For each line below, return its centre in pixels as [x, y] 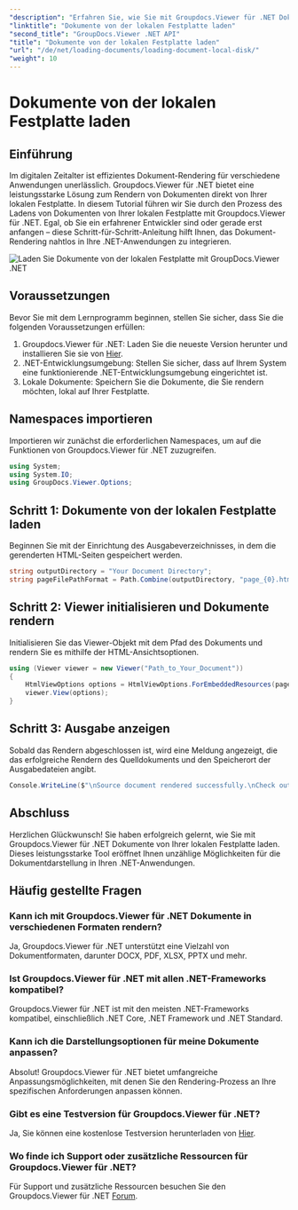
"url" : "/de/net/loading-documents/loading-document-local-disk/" [134, 51]
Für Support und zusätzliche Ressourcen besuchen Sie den [118, 1187]
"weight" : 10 [33, 59]
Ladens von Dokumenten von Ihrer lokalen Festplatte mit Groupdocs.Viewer [147, 213]
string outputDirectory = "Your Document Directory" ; [111, 572]
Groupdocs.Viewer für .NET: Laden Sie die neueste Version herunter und [155, 344]
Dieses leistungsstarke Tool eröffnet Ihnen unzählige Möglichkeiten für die [145, 853]
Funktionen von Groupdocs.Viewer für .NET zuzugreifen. [113, 450]
